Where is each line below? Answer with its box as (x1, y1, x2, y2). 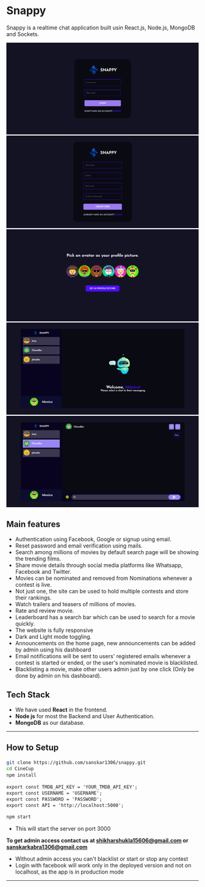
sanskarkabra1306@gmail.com (6, 844, 88, 850)
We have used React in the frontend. (15, 706, 108, 713)
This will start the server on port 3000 (15, 825, 111, 832)
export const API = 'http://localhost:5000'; (6, 803, 124, 809)
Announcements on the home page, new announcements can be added (15, 639, 196, 647)
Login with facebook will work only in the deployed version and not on (15, 862, 192, 869)
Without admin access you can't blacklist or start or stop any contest (15, 855, 189, 863)
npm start (6, 814, 32, 820)
